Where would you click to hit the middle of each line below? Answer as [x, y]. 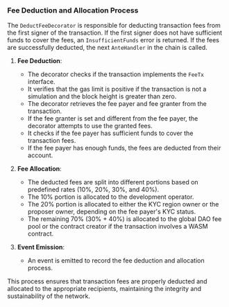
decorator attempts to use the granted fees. [90, 126]
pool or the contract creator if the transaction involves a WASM [118, 227]
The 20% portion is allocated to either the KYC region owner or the [123, 204]
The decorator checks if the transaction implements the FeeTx [116, 74]
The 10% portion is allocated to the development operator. [111, 197]
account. [40, 155]
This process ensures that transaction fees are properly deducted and [107, 281]
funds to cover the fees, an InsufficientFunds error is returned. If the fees [113, 40]
